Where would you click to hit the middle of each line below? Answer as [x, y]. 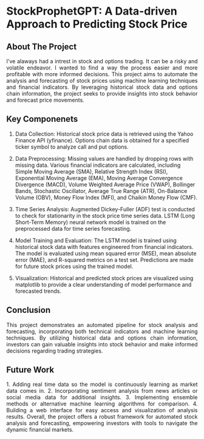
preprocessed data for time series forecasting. [73, 228]
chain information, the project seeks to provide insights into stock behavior [102, 93]
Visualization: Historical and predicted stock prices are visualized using [104, 278]
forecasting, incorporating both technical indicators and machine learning [102, 331]
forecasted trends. [38, 291]
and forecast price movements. [46, 100]
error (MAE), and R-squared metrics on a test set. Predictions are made [104, 259]
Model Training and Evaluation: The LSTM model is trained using [96, 240]
